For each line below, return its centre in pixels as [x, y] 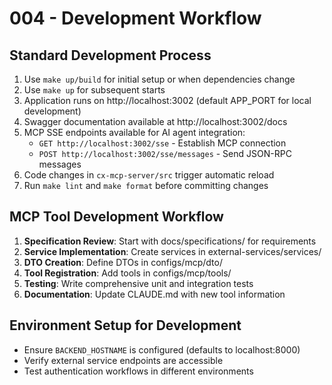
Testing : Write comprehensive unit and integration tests [138, 283]
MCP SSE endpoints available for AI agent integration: [134, 132]
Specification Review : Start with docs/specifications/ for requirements [170, 241]
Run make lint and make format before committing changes [146, 185]
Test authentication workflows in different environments [138, 371]
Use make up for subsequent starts [94, 90]
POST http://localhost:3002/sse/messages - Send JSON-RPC [165, 153]
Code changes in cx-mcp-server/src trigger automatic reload [149, 175]
